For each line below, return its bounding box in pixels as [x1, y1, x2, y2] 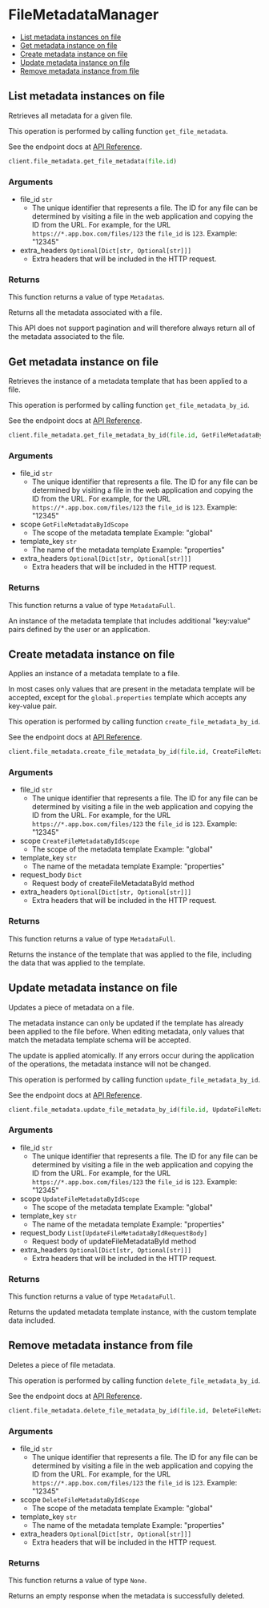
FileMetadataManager [8, 6, 159, 24]
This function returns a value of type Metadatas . [8, 292, 166, 302]
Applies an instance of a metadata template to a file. [8, 669, 180, 679]
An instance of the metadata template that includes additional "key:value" [8, 615, 251, 626]
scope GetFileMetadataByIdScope [19, 519, 130, 530]
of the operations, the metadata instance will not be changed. [8, 1059, 211, 1069]
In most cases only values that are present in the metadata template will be [8, 684, 255, 694]
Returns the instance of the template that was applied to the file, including [8, 949, 252, 959]
